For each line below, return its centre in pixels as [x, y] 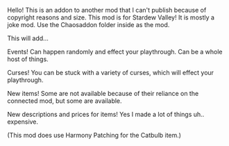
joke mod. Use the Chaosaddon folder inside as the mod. [88, 25]
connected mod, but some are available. [65, 101]
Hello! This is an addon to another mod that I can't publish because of [107, 10]
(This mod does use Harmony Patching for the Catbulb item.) [94, 135]
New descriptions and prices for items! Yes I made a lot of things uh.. [106, 114]
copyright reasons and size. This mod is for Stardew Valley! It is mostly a [111, 17]
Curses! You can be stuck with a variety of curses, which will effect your [110, 73]
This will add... [28, 38]
